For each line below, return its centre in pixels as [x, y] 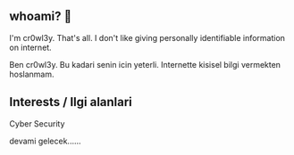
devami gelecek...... [46, 141]
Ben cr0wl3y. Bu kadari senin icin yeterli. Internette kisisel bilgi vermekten [145, 64]
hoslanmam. [32, 74]
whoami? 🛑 [41, 16]
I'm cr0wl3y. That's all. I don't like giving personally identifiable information [147, 37]
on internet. [30, 47]
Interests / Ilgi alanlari [71, 102]
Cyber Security [37, 123]
